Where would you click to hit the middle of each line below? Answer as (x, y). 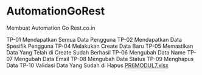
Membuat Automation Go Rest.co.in (51, 28)
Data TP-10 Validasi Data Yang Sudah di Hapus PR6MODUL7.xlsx (87, 65)
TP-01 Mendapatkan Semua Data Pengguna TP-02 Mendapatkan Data (94, 39)
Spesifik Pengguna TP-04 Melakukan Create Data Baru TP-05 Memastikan (100, 46)
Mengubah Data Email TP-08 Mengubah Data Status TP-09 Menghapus (104, 59)
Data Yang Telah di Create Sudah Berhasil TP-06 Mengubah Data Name (96, 52)
